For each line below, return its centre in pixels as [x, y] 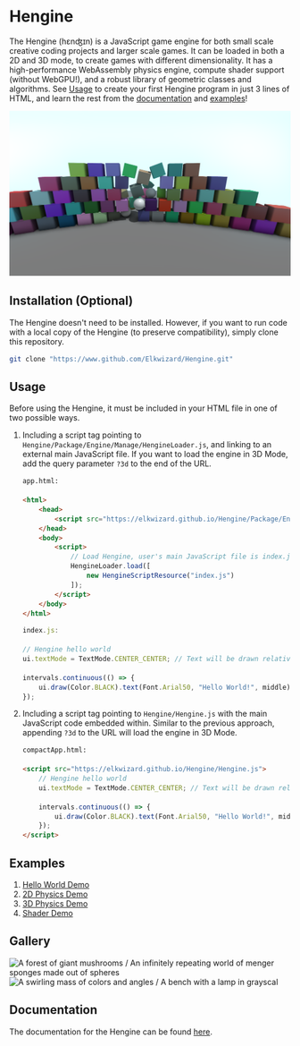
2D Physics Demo [55, 894]
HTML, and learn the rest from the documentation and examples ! [129, 98]
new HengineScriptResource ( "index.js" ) [160, 575]
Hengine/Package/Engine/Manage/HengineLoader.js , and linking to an [147, 445]
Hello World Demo [56, 884]
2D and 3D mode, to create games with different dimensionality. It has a [141, 60]
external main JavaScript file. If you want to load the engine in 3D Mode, [155, 455]
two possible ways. [45, 418]
